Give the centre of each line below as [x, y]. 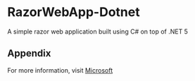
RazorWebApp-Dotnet [74, 12]
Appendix [29, 53]
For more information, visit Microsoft [60, 70]
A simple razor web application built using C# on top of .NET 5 [98, 31]
